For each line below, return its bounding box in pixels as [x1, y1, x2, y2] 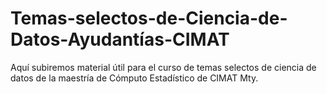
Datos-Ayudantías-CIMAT [10, 28, 230, 51]
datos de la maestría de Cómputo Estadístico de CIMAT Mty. [10, 72, 259, 84]
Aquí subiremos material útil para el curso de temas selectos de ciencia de [10, 61, 317, 73]
